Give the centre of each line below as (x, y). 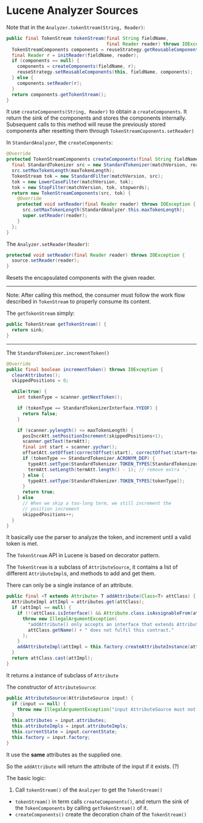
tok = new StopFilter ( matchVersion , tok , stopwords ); (81, 187)
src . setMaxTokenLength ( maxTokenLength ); (63, 171)
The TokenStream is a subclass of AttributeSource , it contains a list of (92, 567)
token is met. (22, 544)
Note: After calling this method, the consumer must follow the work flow (96, 295)
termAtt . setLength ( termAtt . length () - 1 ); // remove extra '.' (109, 470)
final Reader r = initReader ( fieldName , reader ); (75, 55)
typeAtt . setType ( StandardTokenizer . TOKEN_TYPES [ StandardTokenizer (113, 464)
